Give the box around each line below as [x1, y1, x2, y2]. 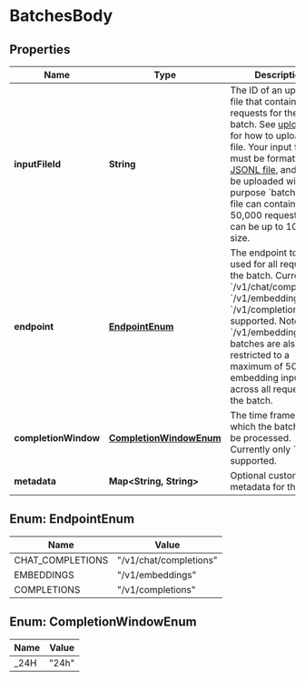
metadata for [230, 481, 285, 493]
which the [230, 420, 272, 433]
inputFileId [14, 158, 62, 170]
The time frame [230, 409, 296, 421]
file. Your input [230, 141, 292, 153]
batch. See [230, 118, 277, 130]
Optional [230, 469, 266, 482]
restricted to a [230, 349, 290, 361]
